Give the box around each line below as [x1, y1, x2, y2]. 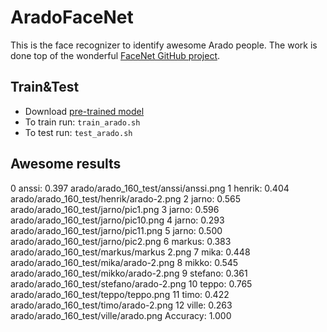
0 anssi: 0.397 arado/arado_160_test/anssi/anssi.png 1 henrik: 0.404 [10, 182, 290, 194]
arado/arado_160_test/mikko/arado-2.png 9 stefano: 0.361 [10, 267, 248, 279]
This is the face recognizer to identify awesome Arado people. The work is [10, 39, 318, 51]
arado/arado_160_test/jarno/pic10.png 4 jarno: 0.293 [10, 214, 225, 226]
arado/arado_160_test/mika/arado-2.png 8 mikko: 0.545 [10, 256, 239, 268]
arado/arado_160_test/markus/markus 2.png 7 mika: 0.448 [10, 246, 251, 258]
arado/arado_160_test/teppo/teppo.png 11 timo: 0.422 [10, 288, 230, 300]
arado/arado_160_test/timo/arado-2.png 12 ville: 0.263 [10, 299, 233, 311]
